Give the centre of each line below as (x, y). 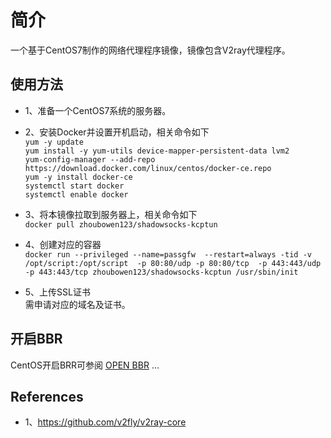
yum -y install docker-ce (78, 177)
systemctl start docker (74, 186)
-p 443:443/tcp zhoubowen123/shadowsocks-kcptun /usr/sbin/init (161, 272)
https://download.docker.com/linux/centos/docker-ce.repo (148, 168)
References (47, 396)
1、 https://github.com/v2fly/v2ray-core (105, 422)
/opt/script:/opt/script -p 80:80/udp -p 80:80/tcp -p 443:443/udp (173, 263)
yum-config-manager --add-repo (90, 159)
